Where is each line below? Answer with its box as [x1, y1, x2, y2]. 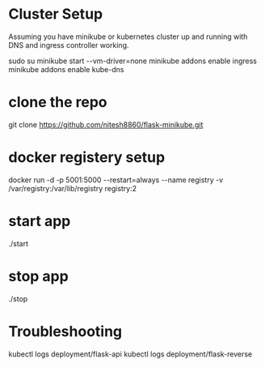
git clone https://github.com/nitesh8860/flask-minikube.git [8, 119, 204, 130]
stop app [8, 267, 69, 285]
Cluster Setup [8, 5, 103, 23]
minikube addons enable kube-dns [8, 64, 124, 74]
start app [8, 212, 71, 230]
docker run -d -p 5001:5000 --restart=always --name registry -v [8, 175, 224, 185]
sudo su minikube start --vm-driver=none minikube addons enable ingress [8, 56, 257, 66]
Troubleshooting [8, 322, 123, 340]
